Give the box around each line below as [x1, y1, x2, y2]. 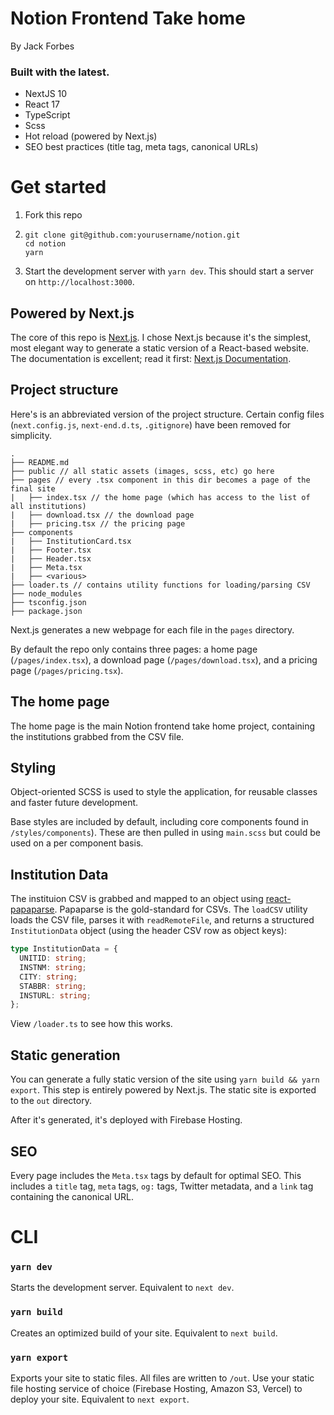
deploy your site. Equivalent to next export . [10, 1393, 190, 1406]
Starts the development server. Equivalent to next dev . [10, 1282, 235, 1294]
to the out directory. [10, 1095, 92, 1107]
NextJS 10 [24, 88, 68, 100]
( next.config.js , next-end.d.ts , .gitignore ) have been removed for [10, 418, 292, 431]
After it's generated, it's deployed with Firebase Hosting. [10, 1114, 243, 1126]
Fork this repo [24, 209, 83, 221]
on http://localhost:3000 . [24, 276, 135, 288]
